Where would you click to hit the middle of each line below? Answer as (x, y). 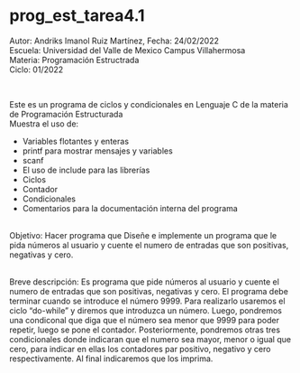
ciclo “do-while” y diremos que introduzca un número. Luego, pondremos (145, 310)
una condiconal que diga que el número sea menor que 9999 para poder (144, 320)
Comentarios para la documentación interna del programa (130, 208)
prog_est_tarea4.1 (77, 16)
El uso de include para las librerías (86, 170)
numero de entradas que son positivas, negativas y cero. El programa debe (149, 291)
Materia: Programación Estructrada (74, 60)
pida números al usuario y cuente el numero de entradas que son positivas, (149, 245)
